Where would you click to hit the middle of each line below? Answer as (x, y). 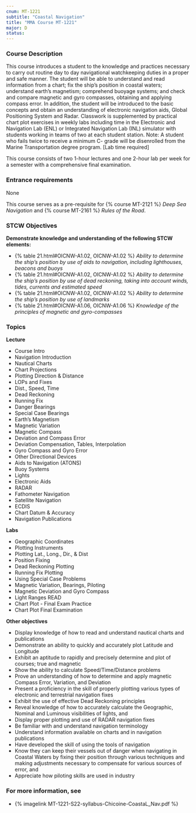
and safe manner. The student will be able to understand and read (85, 79)
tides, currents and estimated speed (58, 287)
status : (16, 33)
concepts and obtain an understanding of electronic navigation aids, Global (97, 110)
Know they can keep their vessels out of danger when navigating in (96, 751)
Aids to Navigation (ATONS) (48, 463)
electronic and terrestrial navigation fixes (64, 695)
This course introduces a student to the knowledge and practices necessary (98, 66)
